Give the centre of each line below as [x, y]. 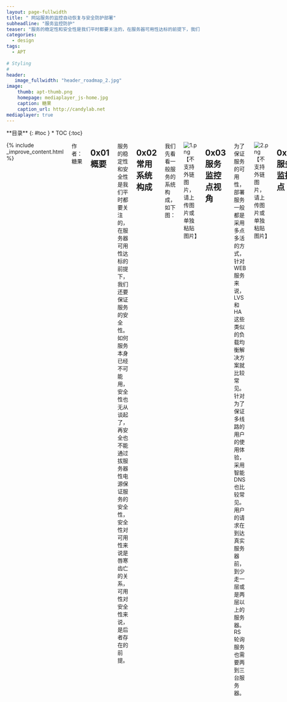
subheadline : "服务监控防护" [41, 23]
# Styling [19, 63]
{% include [20, 146]
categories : [21, 35]
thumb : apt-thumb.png [45, 92]
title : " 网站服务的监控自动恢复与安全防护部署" [61, 18]
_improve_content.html [35, 152]
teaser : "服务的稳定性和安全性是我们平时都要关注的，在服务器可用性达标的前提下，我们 [103, 29]
